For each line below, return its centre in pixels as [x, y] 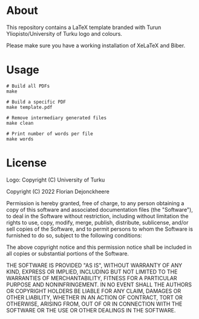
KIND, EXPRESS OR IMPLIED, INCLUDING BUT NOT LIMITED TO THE [92, 271]
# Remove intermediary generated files [57, 118]
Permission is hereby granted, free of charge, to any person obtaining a [95, 203]
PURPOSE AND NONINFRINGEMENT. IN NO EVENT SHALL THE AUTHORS [99, 284]
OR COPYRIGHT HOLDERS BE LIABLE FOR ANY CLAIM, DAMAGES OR [94, 291]
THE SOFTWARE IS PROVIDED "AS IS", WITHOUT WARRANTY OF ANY [94, 265]
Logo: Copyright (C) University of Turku [56, 180]
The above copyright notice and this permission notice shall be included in [99, 247]
